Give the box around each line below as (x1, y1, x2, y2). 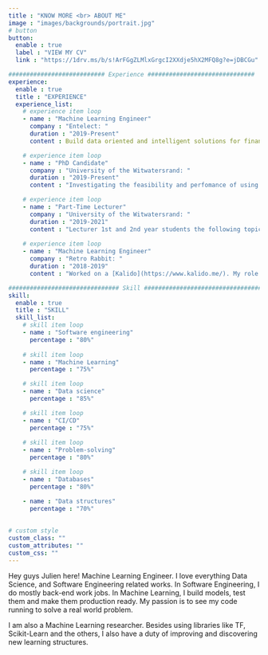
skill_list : (15, 314, 56, 322)
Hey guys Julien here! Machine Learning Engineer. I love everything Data (8, 571, 248, 580)
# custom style (8, 527, 59, 535)
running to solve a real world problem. (8, 605, 133, 614)
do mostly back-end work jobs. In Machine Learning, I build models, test (8, 587, 246, 598)
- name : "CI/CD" (22, 416, 81, 425)
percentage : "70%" (29, 504, 94, 512)
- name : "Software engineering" (22, 328, 134, 336)
